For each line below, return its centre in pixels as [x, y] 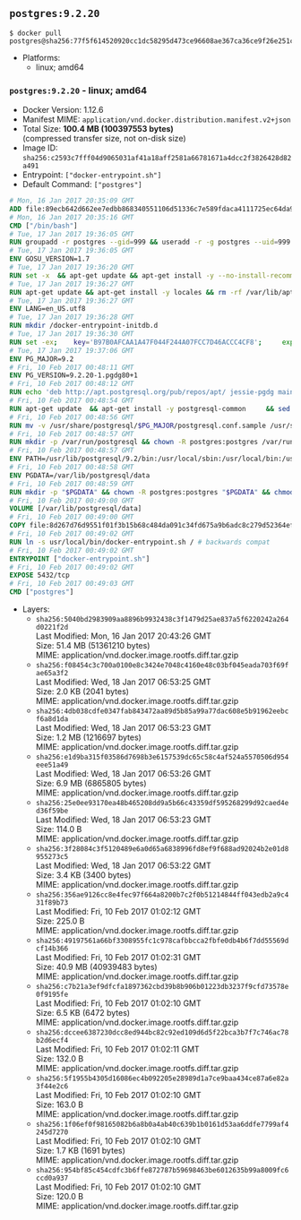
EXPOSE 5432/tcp [39, 576]
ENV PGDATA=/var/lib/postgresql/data [80, 475]
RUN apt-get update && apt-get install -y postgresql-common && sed [150, 408]
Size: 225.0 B [60, 921]
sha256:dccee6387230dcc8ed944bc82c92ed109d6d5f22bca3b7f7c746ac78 [162, 1033]
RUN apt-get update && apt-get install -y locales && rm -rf [126, 292]
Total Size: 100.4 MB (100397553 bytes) [98, 129]
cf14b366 [52, 949]
